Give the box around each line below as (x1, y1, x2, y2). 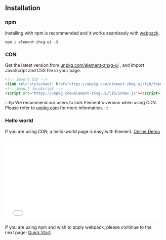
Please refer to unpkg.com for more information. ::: (5, 105, 109, 111)
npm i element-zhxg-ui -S (5, 40, 58, 44)
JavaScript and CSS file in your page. (5, 67, 82, 73)
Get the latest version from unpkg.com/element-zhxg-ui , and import (5, 62, 145, 68)
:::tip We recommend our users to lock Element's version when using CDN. (5, 100, 157, 106)
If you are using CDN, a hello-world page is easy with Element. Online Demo (5, 128, 160, 134)
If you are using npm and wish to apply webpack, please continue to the (5, 224, 152, 230)
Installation (5, 4, 41, 12)
